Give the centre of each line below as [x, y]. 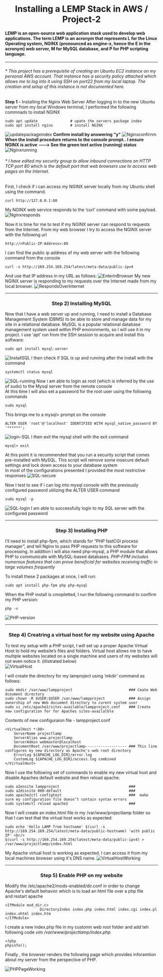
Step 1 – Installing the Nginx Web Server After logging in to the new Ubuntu [80, 101]
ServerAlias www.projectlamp [43, 738]
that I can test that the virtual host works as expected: [59, 817]
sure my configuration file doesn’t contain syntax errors [66, 799]
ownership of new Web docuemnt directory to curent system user [71, 703]
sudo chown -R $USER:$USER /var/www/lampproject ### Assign [78, 698]
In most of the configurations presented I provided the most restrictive [75, 470]
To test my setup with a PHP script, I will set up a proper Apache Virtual [76, 645]
